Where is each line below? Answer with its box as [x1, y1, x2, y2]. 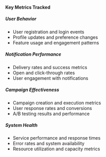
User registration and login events [12, 29, 84, 35]
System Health [5, 122, 38, 128]
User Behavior [5, 16, 37, 22]
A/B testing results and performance [12, 110, 90, 117]
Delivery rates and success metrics [12, 64, 88, 70]
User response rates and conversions [12, 105, 92, 111]
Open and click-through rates [12, 70, 75, 76]
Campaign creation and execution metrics [12, 100, 101, 106]
